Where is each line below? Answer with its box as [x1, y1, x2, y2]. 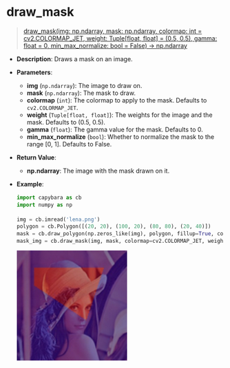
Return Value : [16, 153, 56, 162]
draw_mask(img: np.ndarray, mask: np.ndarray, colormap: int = [23, 27, 202, 35]
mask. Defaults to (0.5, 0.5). [26, 118, 106, 126]
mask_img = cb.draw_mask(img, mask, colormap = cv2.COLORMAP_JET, [16, 238, 205, 245]
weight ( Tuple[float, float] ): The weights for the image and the [26, 111, 213, 119]
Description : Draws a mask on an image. [16, 54, 133, 63]
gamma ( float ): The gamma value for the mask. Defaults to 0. [26, 125, 204, 133]
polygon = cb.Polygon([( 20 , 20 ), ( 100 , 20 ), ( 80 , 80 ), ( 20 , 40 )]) [16, 223, 211, 230]
